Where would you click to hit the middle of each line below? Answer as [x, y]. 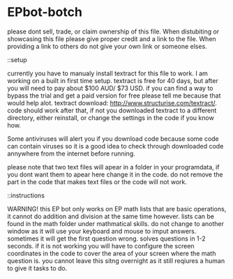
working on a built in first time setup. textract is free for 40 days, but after [113, 80]
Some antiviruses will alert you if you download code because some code [113, 138]
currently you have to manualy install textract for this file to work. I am [107, 73]
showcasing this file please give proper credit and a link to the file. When [112, 38]
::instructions [26, 195]
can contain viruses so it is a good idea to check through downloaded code [115, 146]
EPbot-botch [45, 12]
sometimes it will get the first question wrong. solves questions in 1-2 [106, 239]
